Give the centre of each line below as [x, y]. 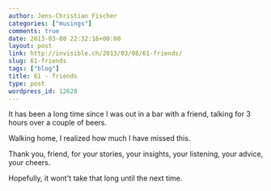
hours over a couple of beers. [58, 123]
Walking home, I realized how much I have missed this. [100, 138]
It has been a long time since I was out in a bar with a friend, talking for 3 [129, 114]
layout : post [30, 46]
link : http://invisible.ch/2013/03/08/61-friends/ [95, 53]
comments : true [34, 31]
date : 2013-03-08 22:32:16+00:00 [65, 38]
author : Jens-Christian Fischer [63, 16]
